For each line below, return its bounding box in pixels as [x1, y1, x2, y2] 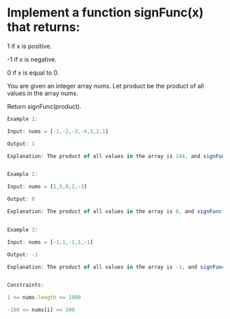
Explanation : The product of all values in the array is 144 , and [7, 153, 201, 159]
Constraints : [7, 282, 44, 289]
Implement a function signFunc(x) [7, 5, 204, 21]
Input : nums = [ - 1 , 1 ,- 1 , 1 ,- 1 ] [7, 238, 94, 246]
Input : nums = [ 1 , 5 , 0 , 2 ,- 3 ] [7, 183, 88, 190]
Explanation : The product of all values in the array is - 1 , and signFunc [7, 264, 225, 270]
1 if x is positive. [7, 42, 52, 50]
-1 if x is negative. [7, 55, 57, 63]
